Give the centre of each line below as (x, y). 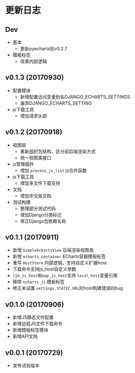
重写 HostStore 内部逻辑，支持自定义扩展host (60, 263)
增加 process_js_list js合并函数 (53, 170)
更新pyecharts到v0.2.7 (43, 48)
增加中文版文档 (36, 195)
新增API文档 (25, 336)
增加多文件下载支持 (40, 183)
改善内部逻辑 (33, 61)
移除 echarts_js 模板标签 (38, 282)
